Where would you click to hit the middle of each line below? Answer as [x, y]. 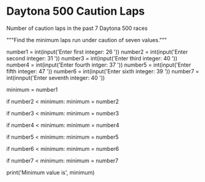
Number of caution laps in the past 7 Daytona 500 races [77, 28]
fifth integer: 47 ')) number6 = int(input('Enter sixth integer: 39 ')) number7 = [103, 71]
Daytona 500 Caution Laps [76, 11]
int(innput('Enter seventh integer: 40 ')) [56, 78]
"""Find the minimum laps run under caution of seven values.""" [87, 40]
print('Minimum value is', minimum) [50, 172]
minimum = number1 [32, 89]
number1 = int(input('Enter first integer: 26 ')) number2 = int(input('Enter [97, 52]
